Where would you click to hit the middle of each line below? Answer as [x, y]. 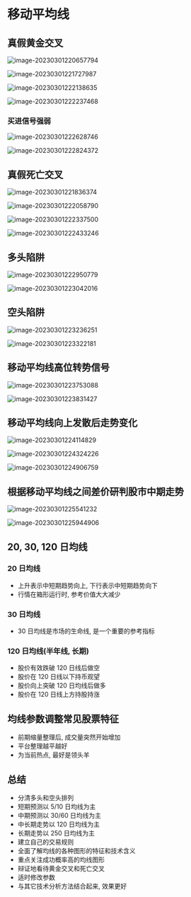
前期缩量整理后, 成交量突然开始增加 [69, 737]
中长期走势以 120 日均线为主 [59, 824]
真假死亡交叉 [35, 174]
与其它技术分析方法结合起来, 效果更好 [72, 886]
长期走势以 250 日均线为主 [56, 833]
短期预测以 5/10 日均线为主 [57, 806]
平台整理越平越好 [42, 746]
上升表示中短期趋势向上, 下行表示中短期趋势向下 [87, 585]
